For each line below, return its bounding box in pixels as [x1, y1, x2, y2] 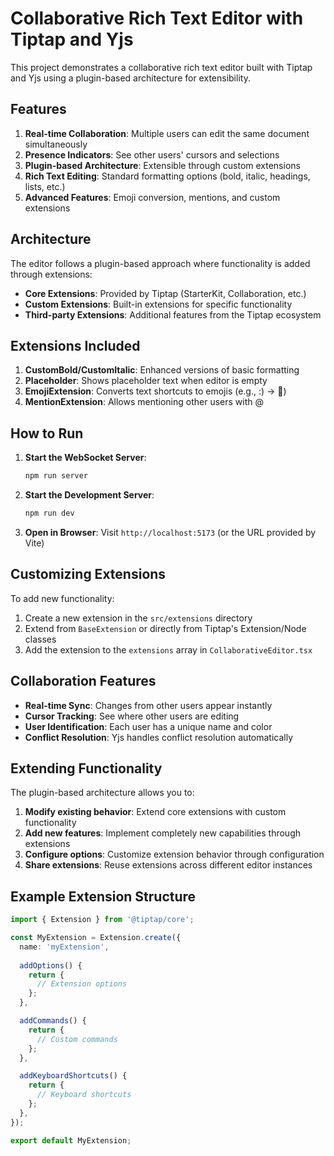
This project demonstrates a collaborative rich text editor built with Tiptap [10, 61, 313, 73]
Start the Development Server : [24, 489, 155, 501]
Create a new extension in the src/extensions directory [24, 612, 253, 624]
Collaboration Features [10, 673, 157, 690]
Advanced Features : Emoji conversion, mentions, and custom [24, 191, 281, 203]
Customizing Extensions [10, 566, 167, 583]
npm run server [24, 471, 89, 481]
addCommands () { [19, 1016, 87, 1026]
